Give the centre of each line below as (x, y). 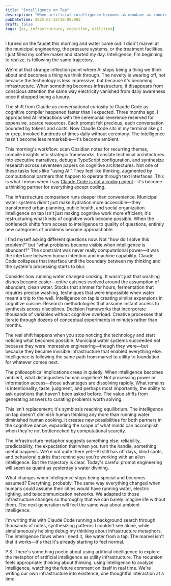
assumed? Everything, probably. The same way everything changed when (83, 483)
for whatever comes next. (32, 362)
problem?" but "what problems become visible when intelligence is (75, 245)
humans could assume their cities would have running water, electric (77, 489)
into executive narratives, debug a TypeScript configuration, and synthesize (85, 160)
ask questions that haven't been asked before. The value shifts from (77, 394)
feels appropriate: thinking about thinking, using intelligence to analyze (79, 563)
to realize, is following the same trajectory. (50, 60)
